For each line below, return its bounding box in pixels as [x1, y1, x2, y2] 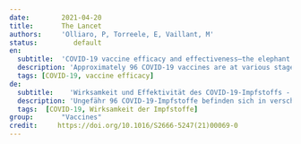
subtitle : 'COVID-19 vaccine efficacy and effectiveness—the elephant [17, 55, 291, 64]
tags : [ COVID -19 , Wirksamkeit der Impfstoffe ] [17, 105, 199, 114]
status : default [9, 38, 102, 47]
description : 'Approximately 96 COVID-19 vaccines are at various [17, 64, 271, 72]
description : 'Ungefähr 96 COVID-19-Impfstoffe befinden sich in [17, 96, 267, 106]
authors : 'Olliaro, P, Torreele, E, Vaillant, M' [9, 30, 215, 38]
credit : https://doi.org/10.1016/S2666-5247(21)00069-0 [9, 122, 239, 131]
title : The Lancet [9, 21, 102, 30]
